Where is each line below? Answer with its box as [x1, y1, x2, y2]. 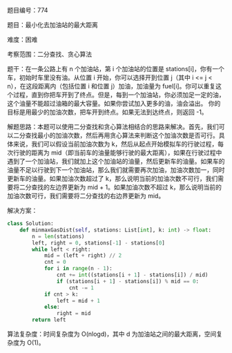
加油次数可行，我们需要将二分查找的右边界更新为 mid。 [7, 192, 165, 200]
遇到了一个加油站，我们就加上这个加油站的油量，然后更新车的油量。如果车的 [7, 158, 225, 165]
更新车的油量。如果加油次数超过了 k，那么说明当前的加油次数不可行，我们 [7, 175, 218, 182]
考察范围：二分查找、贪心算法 [7, 50, 92, 58]
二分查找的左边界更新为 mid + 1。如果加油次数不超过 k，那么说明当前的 [19, 183, 222, 191]
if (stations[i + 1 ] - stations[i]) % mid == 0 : [56, 278, 200, 285]
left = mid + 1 [56, 297, 100, 304]
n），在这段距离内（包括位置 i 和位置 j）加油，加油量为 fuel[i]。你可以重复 [7, 82, 216, 90]
